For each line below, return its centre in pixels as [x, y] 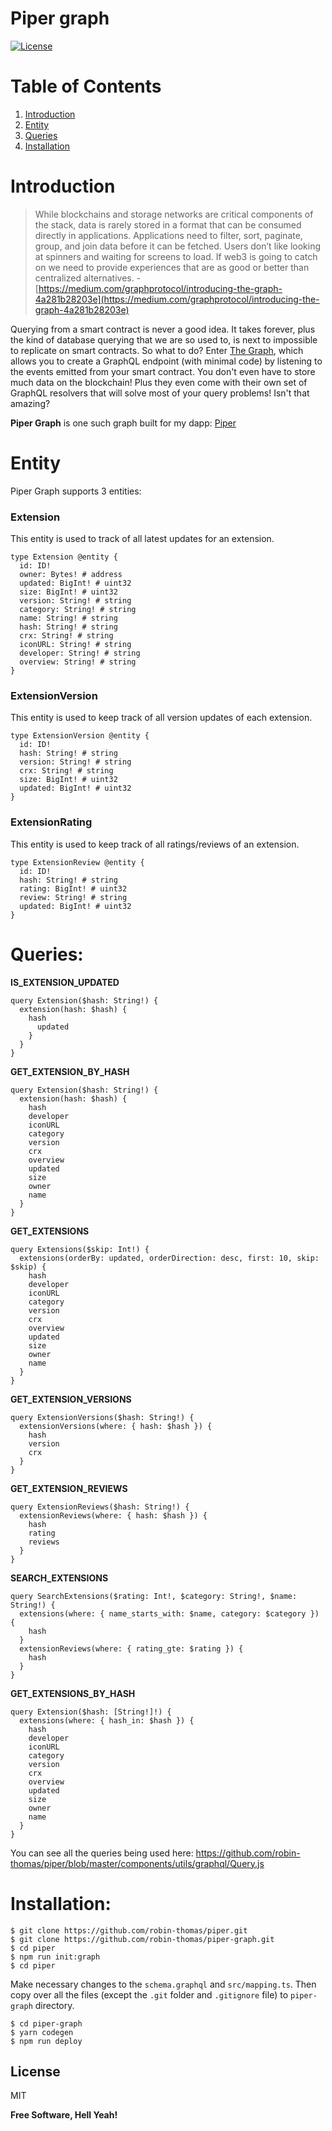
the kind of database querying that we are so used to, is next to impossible [164, 339]
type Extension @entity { [64, 557]
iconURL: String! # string [75, 645]
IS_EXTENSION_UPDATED [65, 982]
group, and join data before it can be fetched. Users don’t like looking [177, 246]
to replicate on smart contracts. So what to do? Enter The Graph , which [157, 350]
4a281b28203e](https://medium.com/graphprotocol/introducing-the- [177, 299]
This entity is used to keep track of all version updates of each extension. [161, 718]
